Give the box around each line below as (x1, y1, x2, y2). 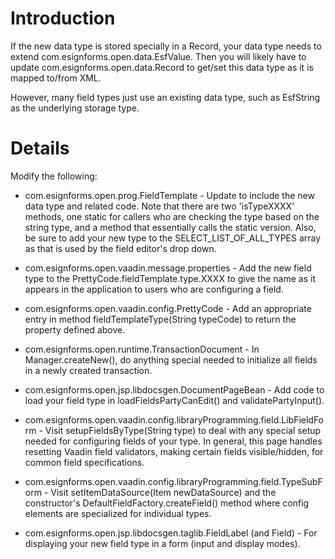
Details (10, 137, 70, 160)
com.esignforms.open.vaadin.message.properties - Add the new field (24, 262, 312, 274)
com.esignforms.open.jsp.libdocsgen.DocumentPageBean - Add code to (24, 383, 325, 396)
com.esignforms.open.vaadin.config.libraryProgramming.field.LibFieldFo (24, 413, 325, 426)
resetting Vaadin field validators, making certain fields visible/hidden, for (24, 445, 324, 457)
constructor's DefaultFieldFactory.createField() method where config (24, 497, 310, 509)
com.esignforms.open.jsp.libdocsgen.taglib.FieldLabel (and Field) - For (24, 527, 318, 539)
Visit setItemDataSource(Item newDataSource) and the (50, 486, 277, 498)
